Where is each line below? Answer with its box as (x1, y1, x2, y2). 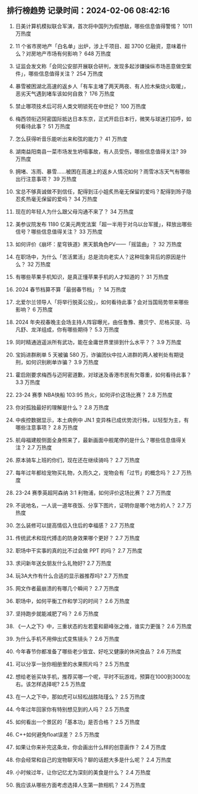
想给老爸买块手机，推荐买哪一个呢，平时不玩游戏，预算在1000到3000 (15, 673, 186, 680)
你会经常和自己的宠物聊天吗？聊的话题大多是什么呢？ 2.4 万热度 (15, 756, 172, 763)
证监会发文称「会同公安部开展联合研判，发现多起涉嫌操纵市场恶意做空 (15, 62, 187, 69)
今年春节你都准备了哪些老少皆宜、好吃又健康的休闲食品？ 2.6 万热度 (15, 647, 182, 655)
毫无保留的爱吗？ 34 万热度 (31, 195, 98, 202)
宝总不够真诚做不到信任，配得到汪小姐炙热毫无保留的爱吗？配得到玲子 (15, 188, 187, 195)
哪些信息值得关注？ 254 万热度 (28, 70, 103, 77)
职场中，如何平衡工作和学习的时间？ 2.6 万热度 (15, 597, 130, 604)
